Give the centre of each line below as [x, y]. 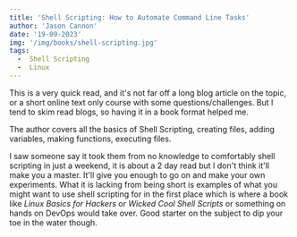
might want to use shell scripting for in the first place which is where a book [149, 194]
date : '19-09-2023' [46, 34]
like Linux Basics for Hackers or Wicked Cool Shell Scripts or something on [148, 203]
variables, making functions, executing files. [90, 139]
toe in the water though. [54, 222]
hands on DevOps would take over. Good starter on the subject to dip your [146, 213]
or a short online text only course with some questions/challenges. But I [141, 102]
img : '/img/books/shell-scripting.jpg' [84, 42]
